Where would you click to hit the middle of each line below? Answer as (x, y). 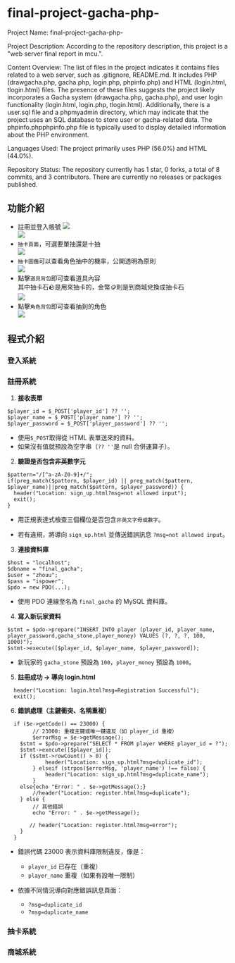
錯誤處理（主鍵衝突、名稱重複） (64, 711)
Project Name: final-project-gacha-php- (65, 32)
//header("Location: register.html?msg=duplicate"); (112, 793)
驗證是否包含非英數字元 (51, 461)
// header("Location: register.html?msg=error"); (103, 826)
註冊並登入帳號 (39, 226)
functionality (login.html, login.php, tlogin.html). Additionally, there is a (109, 104)
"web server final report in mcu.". (55, 54)
